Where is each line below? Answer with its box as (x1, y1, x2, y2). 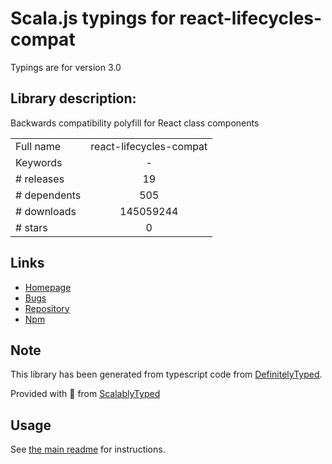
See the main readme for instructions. (10, 443, 166, 456)
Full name (15, 139, 62, 153)
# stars (15, 220, 48, 234)
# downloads (15, 204, 77, 218)
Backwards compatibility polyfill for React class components (10, 117, 260, 129)
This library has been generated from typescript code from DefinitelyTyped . (10, 368, 323, 381)
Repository (24, 302, 70, 314)
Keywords (15, 155, 63, 169)
